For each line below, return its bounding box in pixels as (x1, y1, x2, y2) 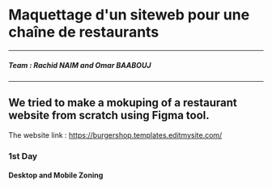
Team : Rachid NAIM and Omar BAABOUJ (8, 60, 151, 70)
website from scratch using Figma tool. (8, 109, 210, 122)
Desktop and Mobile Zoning (8, 170, 104, 180)
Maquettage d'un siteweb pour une (8, 6, 250, 24)
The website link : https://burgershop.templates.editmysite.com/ (8, 130, 223, 139)
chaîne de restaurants (8, 23, 159, 41)
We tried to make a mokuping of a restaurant (8, 96, 237, 110)
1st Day (8, 150, 38, 161)
